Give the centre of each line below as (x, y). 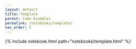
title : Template (21, 14)
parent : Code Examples (28, 18)
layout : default (21, 9)
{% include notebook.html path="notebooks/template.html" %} (68, 41)
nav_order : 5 (18, 28)
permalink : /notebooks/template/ (39, 23)
